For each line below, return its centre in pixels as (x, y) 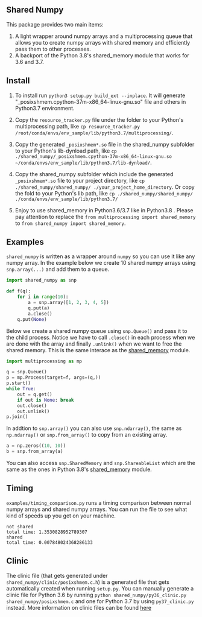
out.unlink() (33, 411)
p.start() (19, 383)
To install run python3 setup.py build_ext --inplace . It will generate (100, 95)
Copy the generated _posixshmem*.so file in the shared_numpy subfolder (105, 144)
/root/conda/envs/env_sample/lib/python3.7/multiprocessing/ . (94, 133)
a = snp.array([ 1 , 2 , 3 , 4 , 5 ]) (69, 303)
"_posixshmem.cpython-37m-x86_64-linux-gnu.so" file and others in (100, 101)
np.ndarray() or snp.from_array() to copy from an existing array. (87, 435)
